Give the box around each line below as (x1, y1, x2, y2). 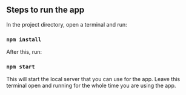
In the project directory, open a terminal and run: (6, 21, 127, 28)
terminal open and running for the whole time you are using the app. (6, 82, 176, 90)
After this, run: (6, 48, 42, 56)
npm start (6, 64, 35, 70)
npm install (6, 36, 42, 43)
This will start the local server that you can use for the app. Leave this (6, 76, 181, 83)
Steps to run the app (6, 5, 85, 15)
